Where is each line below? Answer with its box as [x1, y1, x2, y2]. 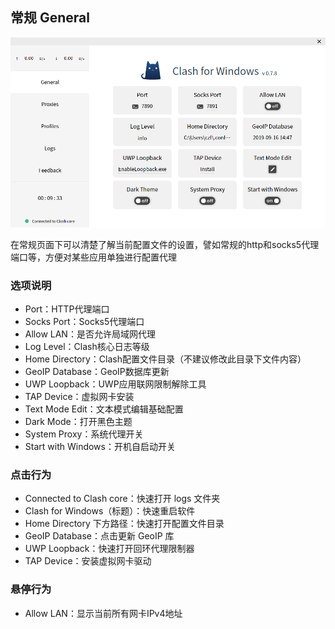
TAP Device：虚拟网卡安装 [24, 391, 135, 403]
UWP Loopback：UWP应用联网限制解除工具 [24, 378, 207, 390]
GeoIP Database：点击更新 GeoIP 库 [24, 530, 175, 542]
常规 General [10, 9, 90, 27]
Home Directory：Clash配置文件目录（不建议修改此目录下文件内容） [24, 353, 307, 365]
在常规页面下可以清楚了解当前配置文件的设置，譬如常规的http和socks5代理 [10, 238, 320, 250]
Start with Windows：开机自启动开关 [24, 441, 176, 453]
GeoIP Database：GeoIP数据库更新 [24, 366, 170, 378]
